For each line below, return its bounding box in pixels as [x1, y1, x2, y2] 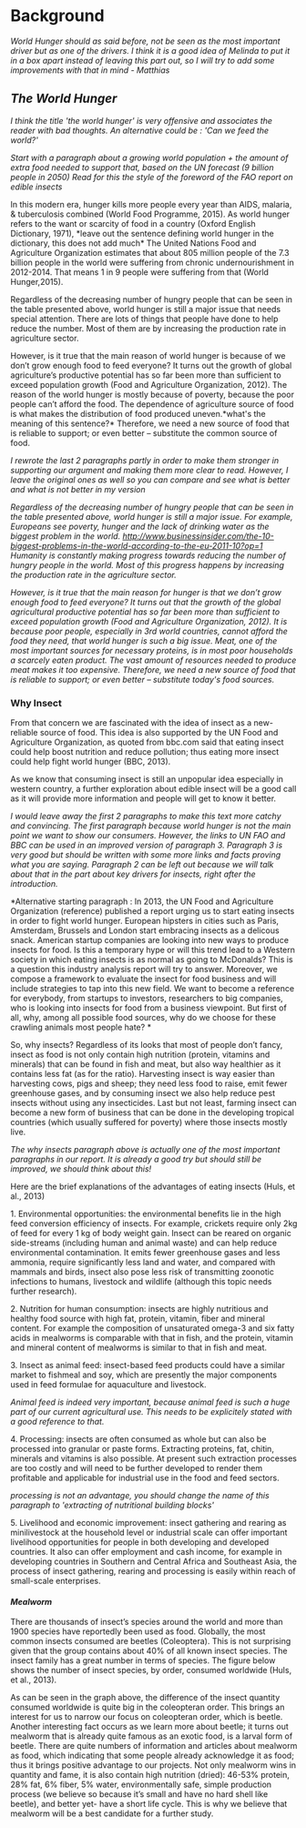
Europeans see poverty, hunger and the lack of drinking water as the [10, 521, 270, 532]
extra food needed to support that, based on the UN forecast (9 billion [10, 161, 274, 173]
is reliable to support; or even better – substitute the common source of [10, 427, 278, 438]
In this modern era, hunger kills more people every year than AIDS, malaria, [10, 198, 292, 209]
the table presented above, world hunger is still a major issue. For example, [10, 511, 293, 522]
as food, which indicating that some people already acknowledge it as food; [10, 1750, 295, 1762]
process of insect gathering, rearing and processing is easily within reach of [10, 1566, 296, 1577]
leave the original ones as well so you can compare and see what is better [10, 474, 291, 485]
